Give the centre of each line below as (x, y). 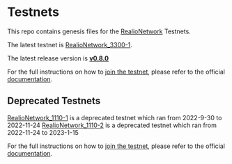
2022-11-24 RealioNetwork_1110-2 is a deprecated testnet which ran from (112, 125)
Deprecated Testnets (54, 101)
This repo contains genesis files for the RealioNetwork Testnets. (99, 31)
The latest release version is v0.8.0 (58, 58)
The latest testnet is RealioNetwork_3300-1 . (70, 44)
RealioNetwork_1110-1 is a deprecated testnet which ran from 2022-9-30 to (115, 117)
